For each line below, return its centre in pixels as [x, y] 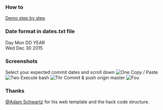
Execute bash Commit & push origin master [73, 77]
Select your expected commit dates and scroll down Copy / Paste [82, 72]
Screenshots [21, 61]
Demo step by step [25, 18]
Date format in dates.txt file [40, 32]
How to [14, 7]
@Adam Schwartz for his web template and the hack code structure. [77, 102]
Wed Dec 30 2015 [24, 48]
